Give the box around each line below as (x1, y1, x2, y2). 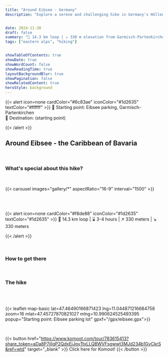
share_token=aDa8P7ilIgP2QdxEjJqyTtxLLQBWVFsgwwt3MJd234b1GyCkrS (5, 340, 161, 346)
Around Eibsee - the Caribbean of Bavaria (5, 139, 137, 147)
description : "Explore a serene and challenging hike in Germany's (5, 12, 149, 17)
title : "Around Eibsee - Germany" (5, 7, 77, 12)
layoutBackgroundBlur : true (5, 71, 64, 76)
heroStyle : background (5, 85, 52, 90)
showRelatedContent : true (5, 80, 59, 85)
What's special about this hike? (5, 164, 83, 171)
